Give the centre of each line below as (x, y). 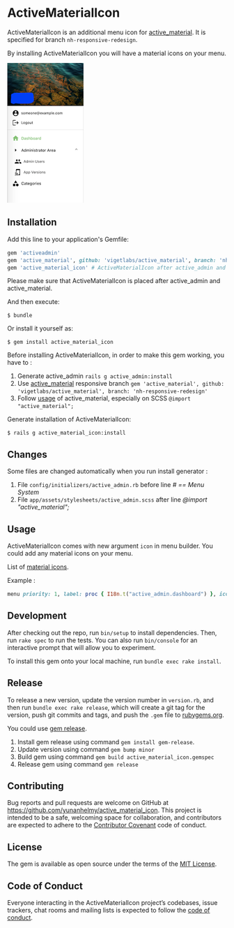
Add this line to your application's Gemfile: (68, 239)
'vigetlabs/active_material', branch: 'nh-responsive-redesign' (112, 392)
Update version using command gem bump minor (86, 749)
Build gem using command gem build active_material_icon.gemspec (116, 757)
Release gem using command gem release (78, 764)
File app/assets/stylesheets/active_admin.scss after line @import (112, 500)
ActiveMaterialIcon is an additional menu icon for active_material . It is (107, 32)
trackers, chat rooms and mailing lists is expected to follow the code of (109, 910)
